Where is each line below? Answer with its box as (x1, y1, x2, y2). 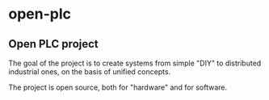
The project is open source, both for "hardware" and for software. (8, 82, 228, 92)
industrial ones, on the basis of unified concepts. (8, 67, 171, 77)
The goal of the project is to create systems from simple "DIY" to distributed (8, 58, 262, 68)
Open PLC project (8, 37, 99, 51)
